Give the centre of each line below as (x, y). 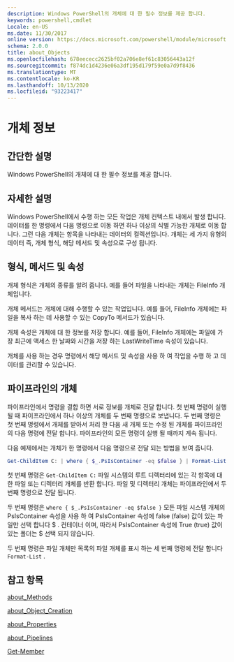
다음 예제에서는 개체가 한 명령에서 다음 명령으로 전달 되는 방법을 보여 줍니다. (111, 448)
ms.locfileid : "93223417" (45, 91)
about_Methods (30, 597)
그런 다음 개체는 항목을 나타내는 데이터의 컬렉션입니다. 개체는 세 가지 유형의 (124, 234)
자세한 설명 (30, 199)
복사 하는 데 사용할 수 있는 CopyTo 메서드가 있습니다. (93, 317)
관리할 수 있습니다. (51, 365)
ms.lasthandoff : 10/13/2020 (48, 85)
